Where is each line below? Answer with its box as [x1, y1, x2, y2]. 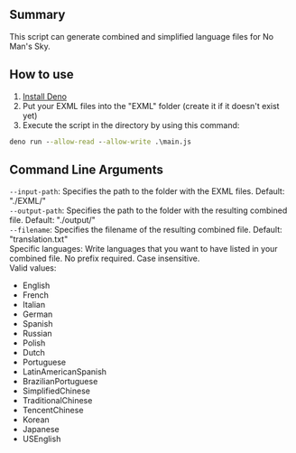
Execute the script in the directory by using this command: [22, 119, 240, 130]
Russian [22, 328, 52, 339]
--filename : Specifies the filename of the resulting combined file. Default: [9, 225, 282, 236]
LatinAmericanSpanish [22, 366, 106, 377]
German [22, 309, 53, 319]
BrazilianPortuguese [22, 376, 98, 387]
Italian [22, 300, 46, 310]
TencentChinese [22, 405, 84, 416]
